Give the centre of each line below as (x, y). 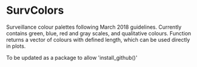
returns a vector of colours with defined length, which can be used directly (98, 39)
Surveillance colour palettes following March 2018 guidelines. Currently (94, 27)
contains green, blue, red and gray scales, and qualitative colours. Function (99, 33)
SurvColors (35, 10)
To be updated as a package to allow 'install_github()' (72, 57)
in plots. (16, 46)
